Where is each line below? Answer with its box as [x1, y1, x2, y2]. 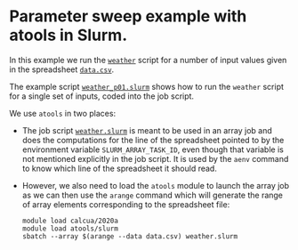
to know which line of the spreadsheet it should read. [21, 163, 218, 173]
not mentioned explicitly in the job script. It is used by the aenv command [21, 153, 289, 164]
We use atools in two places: [9, 108, 117, 118]
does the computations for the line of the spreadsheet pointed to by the [21, 134, 285, 145]
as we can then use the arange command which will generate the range [21, 190, 283, 200]
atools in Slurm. [9, 25, 127, 45]
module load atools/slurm [21, 224, 118, 233]
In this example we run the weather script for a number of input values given [9, 54, 287, 65]
